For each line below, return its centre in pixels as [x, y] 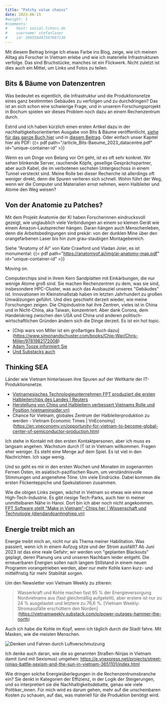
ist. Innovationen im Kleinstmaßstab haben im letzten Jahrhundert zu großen [84, 294]
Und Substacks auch [34, 351]
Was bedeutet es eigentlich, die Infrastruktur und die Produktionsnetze [78, 95]
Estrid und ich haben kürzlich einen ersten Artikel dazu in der [68, 126]
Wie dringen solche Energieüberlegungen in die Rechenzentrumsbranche [81, 674]
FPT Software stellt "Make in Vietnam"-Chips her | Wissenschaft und [76, 508]
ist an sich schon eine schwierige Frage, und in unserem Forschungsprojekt [83, 106]
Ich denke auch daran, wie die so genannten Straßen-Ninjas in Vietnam [78, 653]
